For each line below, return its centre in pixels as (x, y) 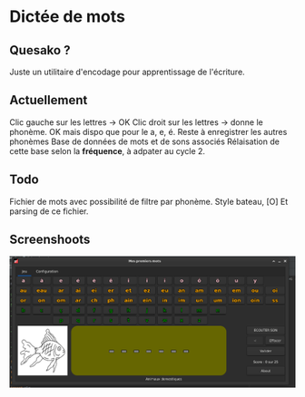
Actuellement (49, 100)
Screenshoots (50, 240)
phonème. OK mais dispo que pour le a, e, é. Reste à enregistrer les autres (148, 131)
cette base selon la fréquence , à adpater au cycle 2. (108, 150)
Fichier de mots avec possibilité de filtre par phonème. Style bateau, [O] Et (149, 201)
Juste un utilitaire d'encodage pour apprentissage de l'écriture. (127, 72)
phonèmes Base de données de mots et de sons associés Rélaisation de (144, 141)
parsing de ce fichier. (49, 211)
